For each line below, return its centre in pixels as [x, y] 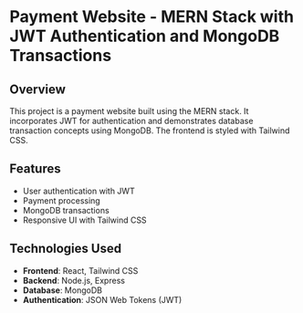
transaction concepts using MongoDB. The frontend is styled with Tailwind [150, 130]
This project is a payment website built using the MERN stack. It [129, 111]
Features [35, 169]
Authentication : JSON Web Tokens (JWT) [102, 299]
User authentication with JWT [78, 191]
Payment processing [61, 200]
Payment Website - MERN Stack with [152, 17]
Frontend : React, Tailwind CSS [80, 270]
